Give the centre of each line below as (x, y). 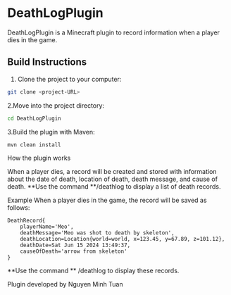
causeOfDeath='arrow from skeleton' (74, 251)
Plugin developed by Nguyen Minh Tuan (65, 284)
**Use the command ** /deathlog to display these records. (93, 271)
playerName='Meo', (47, 227)
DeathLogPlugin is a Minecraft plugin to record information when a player (114, 32)
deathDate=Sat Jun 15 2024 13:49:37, (75, 245)
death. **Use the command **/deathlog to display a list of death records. (114, 187)
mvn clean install (34, 145)
